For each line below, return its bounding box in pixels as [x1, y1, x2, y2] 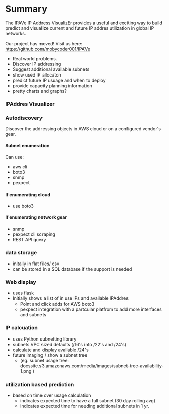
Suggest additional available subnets [12, 66, 90, 72]
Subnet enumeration [5, 142, 50, 148]
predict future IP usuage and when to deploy [12, 77, 106, 83]
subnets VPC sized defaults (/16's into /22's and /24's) [12, 341, 127, 347]
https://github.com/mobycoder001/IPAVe [5, 46, 90, 52]
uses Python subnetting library [12, 335, 77, 342]
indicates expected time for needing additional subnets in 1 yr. [20, 403, 149, 409]
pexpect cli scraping [12, 231, 56, 237]
